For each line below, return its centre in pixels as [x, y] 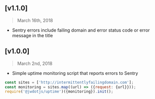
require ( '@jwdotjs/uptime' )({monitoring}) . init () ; [59, 92]
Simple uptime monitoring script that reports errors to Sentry [75, 73]
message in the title [33, 35]
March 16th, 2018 [35, 20]
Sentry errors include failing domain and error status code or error [81, 30]
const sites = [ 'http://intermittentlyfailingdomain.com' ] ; [69, 82]
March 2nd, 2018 [35, 63]
